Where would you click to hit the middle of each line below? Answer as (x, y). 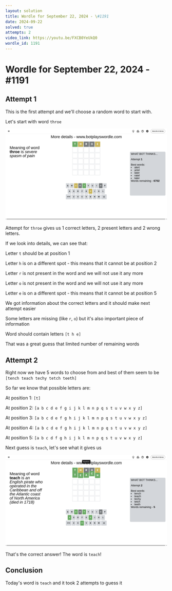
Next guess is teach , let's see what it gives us (53, 448)
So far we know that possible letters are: (48, 388)
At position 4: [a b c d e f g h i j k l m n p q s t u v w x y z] (77, 428)
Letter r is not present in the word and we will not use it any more (74, 273)
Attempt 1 (21, 99)
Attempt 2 (22, 360)
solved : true (19, 27)
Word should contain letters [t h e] (43, 334)
